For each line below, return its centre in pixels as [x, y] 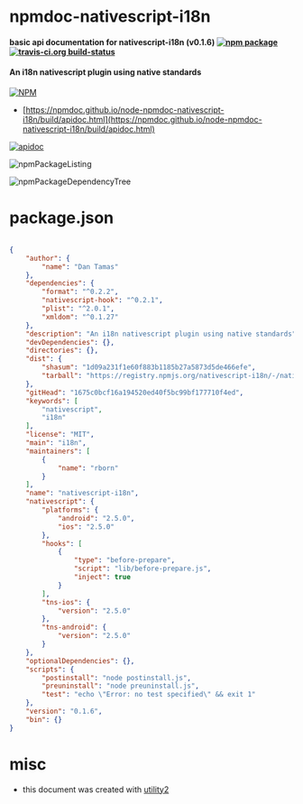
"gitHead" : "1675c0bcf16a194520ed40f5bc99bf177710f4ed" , [135, 393]
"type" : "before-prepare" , [124, 560]
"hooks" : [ [62, 543]
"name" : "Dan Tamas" [80, 267]
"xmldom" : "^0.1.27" [80, 317]
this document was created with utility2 [96, 789]
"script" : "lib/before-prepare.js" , [142, 569]
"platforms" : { [70, 510]
